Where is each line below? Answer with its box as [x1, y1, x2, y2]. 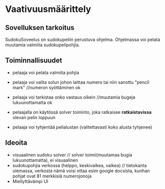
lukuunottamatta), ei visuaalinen [12, 157, 78, 163]
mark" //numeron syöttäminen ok [12, 84, 81, 90]
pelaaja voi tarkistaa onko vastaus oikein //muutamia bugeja [12, 94, 136, 100]
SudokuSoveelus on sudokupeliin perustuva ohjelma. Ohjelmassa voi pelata [5, 36, 161, 42]
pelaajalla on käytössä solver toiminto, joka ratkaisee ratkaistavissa [12, 109, 152, 115]
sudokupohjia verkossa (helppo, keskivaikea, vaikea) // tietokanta [12, 162, 147, 168]
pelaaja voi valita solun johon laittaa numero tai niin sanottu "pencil [12, 79, 150, 85]
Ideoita [5, 139, 27, 147]
